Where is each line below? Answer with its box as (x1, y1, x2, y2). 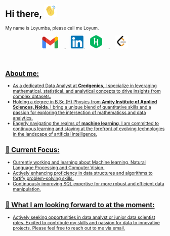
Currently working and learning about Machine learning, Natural (12, 159, 146, 165)
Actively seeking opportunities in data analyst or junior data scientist (12, 214, 155, 220)
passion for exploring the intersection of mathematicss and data (12, 109, 146, 115)
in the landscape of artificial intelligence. (12, 131, 98, 137)
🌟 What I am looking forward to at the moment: (5, 201, 155, 209)
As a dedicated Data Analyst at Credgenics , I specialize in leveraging (12, 83, 157, 89)
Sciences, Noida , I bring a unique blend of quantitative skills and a (12, 104, 152, 110)
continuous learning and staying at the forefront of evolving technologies (12, 126, 165, 132)
